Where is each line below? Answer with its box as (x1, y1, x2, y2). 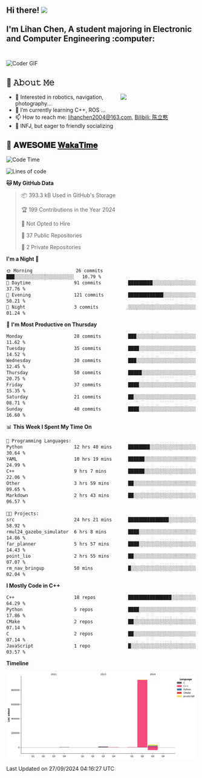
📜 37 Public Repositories (21, 232, 82, 239)
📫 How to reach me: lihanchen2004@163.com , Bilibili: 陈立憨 (15, 113, 168, 121)
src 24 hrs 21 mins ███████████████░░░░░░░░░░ (6, 517, 197, 523)
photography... (15, 100, 52, 107)
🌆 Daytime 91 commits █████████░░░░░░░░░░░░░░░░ (6, 280, 197, 286)
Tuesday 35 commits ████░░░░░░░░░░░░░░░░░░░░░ (6, 346, 197, 352)
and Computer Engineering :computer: (6, 33, 155, 44)
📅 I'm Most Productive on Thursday (6, 321, 97, 328)
